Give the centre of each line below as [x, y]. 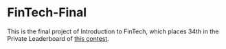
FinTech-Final [47, 13]
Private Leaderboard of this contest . [58, 38]
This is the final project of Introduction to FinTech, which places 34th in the [113, 31]
